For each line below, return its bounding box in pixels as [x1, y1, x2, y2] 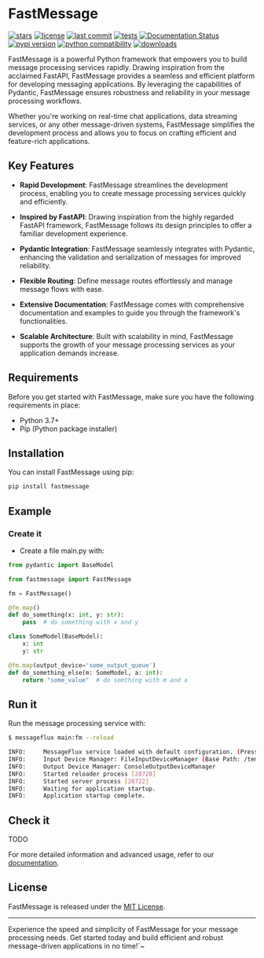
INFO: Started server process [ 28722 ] [8, 777, 149, 785]
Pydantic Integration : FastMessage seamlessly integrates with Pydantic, [19, 244, 255, 253]
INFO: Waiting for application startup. [8, 784, 156, 793]
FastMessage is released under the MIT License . [8, 901, 166, 911]
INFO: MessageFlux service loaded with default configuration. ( [8, 748, 241, 756]
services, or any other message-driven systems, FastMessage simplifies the [8, 120, 255, 129]
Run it [8, 698, 38, 711]
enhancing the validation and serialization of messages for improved [19, 252, 241, 262]
